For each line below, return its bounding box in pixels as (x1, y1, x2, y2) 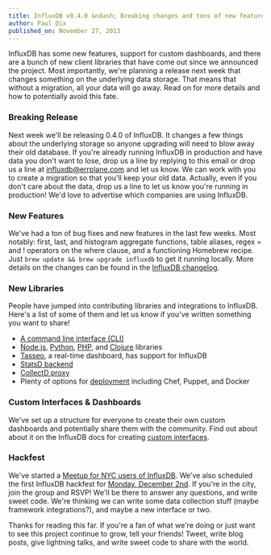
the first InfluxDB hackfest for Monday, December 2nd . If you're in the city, (8, 478, 256, 488)
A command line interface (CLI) (19, 333, 124, 343)
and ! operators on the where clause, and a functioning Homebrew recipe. (8, 245, 254, 255)
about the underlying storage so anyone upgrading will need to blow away (8, 139, 256, 148)
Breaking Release (8, 112, 78, 123)
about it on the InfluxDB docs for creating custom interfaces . (8, 432, 210, 441)
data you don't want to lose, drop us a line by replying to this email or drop (8, 155, 256, 165)
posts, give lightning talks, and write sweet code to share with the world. (8, 537, 249, 547)
